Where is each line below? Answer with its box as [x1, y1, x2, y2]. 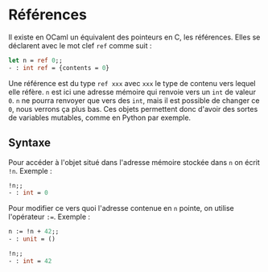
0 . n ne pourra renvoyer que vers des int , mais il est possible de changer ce [8, 95, 260, 105]
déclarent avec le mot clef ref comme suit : [8, 40, 152, 50]
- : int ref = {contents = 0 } [8, 64, 110, 72]
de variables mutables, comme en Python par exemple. [8, 113, 192, 122]
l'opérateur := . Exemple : [8, 212, 91, 222]
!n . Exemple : [8, 166, 52, 175]
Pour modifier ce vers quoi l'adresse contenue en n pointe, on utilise [8, 204, 235, 213]
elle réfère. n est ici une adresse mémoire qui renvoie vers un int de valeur [8, 87, 256, 97]
